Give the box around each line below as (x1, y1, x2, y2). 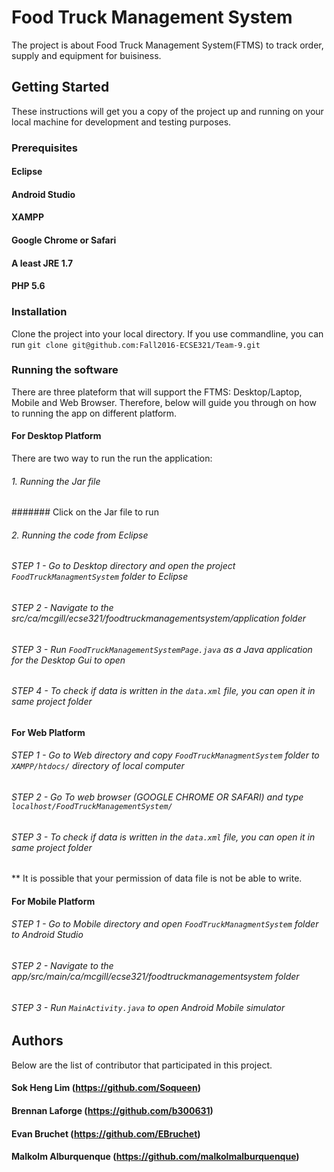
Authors (11, 1032, 64, 1050)
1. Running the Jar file (11, 475, 101, 487)
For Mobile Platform (11, 895, 96, 907)
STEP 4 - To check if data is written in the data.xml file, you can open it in (11, 685, 316, 697)
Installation (11, 305, 68, 319)
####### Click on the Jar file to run (11, 506, 159, 518)
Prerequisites (11, 141, 78, 155)
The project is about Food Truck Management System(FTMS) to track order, (11, 39, 324, 51)
